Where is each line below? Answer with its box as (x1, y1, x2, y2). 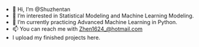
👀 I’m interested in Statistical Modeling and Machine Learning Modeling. (12, 12, 194, 19)
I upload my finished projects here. (12, 34, 101, 41)
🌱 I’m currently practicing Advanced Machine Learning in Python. (12, 19, 178, 25)
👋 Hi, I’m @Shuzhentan (12, 6, 71, 13)
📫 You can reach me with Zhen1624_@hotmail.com (12, 25, 143, 33)
